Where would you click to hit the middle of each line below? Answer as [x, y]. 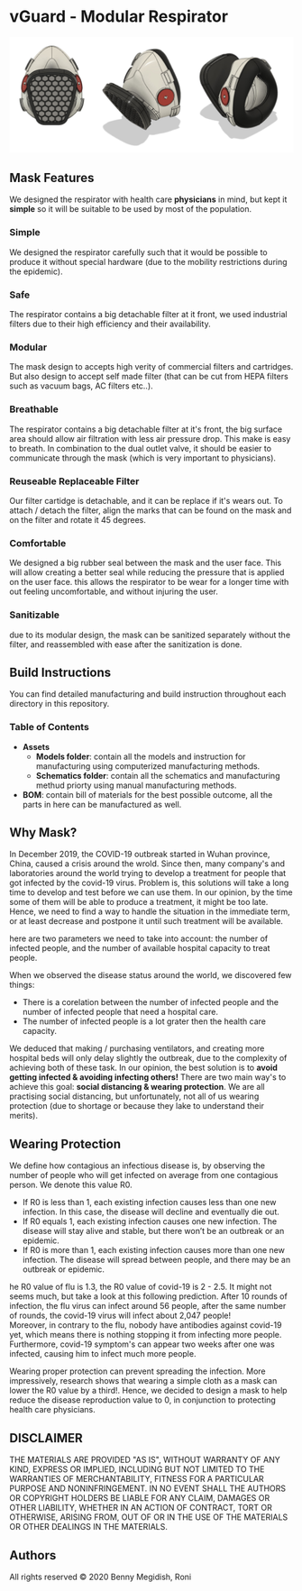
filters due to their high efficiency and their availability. [110, 324]
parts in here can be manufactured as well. [102, 804]
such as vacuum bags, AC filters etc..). [81, 386]
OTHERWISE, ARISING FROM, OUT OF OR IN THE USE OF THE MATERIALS [149, 1517]
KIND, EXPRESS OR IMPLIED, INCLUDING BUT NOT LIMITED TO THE [137, 1469]
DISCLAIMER [46, 1438]
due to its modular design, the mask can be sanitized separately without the [150, 635]
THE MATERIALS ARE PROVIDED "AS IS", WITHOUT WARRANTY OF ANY [145, 1460]
